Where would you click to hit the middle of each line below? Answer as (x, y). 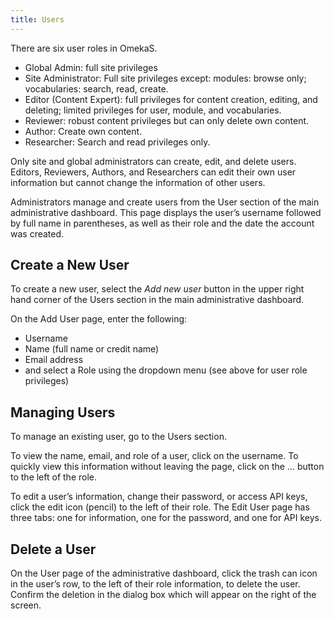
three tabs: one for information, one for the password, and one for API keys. (166, 518)
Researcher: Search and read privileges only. (117, 142)
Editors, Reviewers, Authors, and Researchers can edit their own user (153, 172)
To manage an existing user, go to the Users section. (118, 437)
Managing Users (63, 412)
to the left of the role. (53, 477)
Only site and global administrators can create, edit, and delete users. (153, 161)
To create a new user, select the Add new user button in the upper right (157, 289)
